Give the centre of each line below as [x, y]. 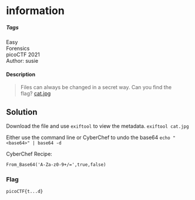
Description [21, 74]
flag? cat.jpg [36, 94]
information [35, 11]
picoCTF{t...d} [25, 192]
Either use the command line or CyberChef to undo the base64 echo [88, 138]
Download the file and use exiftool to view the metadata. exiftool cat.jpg [97, 126]
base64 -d [49, 143]
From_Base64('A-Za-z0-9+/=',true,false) [56, 165]
